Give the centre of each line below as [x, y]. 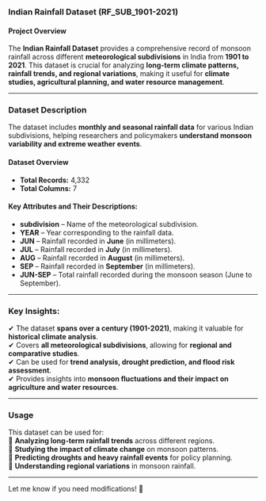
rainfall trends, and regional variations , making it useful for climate [119, 74]
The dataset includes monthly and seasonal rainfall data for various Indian [131, 127]
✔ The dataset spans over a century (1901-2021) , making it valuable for [126, 328]
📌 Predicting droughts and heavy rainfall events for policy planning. [120, 457]
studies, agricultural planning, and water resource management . [116, 82]
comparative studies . [44, 354]
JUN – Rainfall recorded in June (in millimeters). [98, 241]
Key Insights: [34, 311]
